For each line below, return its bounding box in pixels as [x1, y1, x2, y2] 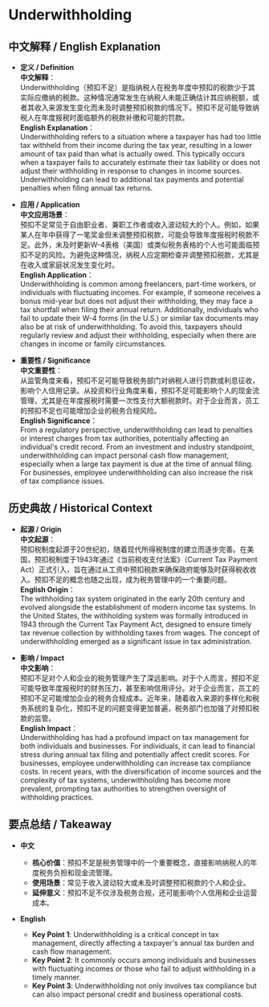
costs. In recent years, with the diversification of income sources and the [19, 767, 262, 776]
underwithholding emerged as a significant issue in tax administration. [19, 636, 253, 646]
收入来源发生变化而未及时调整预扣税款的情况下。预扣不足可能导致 [34, 103, 253, 112]
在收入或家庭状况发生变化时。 [19, 260, 119, 269]
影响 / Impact [19, 653, 65, 663]
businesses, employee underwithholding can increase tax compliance [19, 758, 251, 767]
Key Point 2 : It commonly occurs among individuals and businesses [31, 955, 257, 964]
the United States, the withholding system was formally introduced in [19, 610, 249, 620]
